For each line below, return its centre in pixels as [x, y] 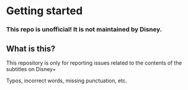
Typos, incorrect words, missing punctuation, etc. [67, 81]
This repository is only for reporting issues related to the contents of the [94, 63]
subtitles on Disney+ [31, 69]
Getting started [44, 11]
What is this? [31, 49]
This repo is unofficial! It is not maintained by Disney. [84, 30]
